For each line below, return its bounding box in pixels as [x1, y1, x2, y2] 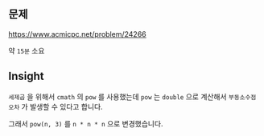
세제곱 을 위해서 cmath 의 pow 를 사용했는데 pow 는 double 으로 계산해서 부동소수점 [8, 91, 257, 102]
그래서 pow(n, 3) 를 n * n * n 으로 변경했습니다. [8, 118, 163, 128]
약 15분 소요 [8, 46, 45, 55]
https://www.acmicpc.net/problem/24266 [8, 29, 146, 38]
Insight [8, 70, 44, 83]
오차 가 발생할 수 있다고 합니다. [8, 102, 103, 111]
